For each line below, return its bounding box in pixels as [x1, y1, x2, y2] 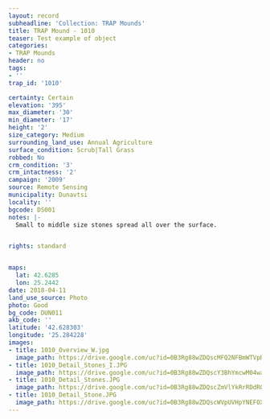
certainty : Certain [8, 93, 74, 101]
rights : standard [8, 242, 67, 250]
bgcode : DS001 [8, 206, 56, 214]
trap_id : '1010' [8, 79, 63, 87]
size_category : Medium [8, 131, 84, 139]
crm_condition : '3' [8, 161, 74, 169]
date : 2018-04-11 [8, 286, 67, 294]
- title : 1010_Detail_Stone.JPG [8, 391, 117, 399]
